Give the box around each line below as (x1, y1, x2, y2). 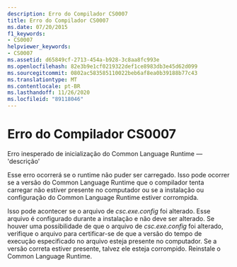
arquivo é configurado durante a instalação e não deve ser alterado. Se (7, 214, 214, 222)
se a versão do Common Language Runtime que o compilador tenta (7, 178, 204, 186)
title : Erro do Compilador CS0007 (7, 17, 110, 24)
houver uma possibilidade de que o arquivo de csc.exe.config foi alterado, (7, 222, 224, 230)
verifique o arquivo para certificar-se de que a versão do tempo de (7, 229, 202, 237)
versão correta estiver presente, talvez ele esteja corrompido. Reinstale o (7, 244, 221, 253)
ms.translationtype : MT (7, 76, 78, 83)
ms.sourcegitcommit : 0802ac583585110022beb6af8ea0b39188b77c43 (7, 69, 198, 76)
